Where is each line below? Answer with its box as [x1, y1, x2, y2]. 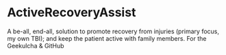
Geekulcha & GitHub [7, 41, 64, 50]
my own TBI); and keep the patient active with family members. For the [7, 34, 207, 42]
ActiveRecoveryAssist [7, 5, 136, 20]
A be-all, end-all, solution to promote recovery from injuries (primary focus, [7, 27, 220, 35]
